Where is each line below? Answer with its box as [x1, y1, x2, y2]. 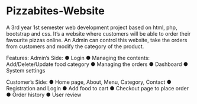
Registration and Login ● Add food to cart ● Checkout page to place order [6, 84, 189, 92]
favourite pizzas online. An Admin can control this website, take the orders [6, 36, 188, 43]
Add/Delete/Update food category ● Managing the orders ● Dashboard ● [6, 61, 188, 68]
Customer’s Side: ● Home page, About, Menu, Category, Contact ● [6, 78, 172, 86]
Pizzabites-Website [6, 4, 105, 18]
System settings [6, 67, 46, 74]
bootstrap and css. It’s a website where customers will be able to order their [6, 30, 191, 37]
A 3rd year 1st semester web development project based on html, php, [6, 24, 177, 31]
